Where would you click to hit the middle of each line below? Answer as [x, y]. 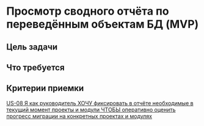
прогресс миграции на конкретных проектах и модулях [79, 116]
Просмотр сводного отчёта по [88, 11]
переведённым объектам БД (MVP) [103, 24]
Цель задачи [32, 47]
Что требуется [36, 68]
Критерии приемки [45, 88]
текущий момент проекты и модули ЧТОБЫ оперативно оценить [91, 109]
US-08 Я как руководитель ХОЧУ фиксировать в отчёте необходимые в [100, 103]
